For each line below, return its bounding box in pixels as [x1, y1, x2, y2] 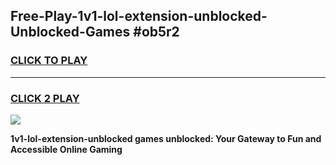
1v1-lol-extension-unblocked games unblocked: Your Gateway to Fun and [10, 132, 322, 144]
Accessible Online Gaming [10, 143, 123, 155]
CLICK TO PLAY [10, 54, 88, 68]
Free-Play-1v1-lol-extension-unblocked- [10, 8, 268, 25]
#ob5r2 [133, 24, 180, 41]
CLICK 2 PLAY [10, 91, 80, 105]
